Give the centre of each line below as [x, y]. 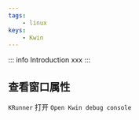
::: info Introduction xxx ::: [49, 60]
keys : [17, 30]
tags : [17, 15]
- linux [35, 23]
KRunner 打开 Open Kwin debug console [70, 107]
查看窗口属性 [39, 86]
